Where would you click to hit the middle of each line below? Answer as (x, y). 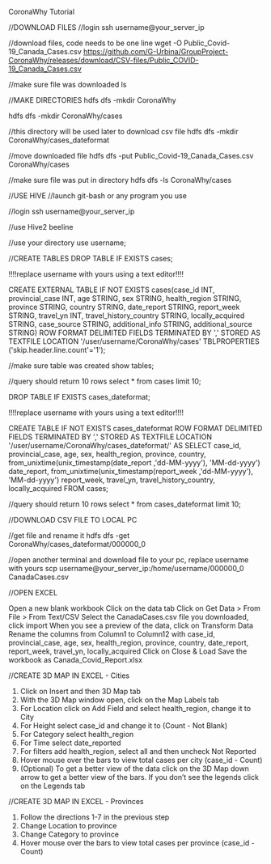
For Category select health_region (77, 734)
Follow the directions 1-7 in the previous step (95, 817)
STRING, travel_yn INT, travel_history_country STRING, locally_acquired (127, 316)
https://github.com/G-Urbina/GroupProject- (156, 51)
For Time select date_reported (70, 743)
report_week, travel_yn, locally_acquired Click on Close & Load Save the (128, 651)
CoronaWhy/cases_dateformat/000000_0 (77, 544)
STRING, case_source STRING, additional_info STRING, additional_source (131, 324)
